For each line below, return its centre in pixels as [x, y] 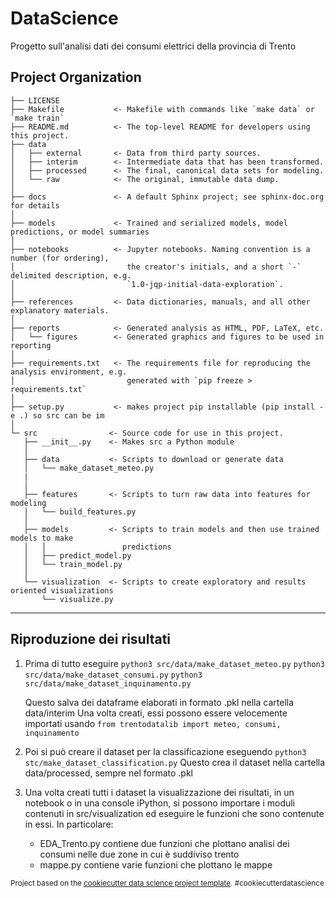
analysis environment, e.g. [69, 372]
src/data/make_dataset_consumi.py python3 [113, 675]
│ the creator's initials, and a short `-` [156, 267]
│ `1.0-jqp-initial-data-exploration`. [147, 284]
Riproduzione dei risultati [91, 639]
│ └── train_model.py [73, 564]
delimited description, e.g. [71, 275]
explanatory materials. [60, 310]
